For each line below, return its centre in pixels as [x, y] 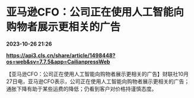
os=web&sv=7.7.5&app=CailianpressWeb [58, 61]
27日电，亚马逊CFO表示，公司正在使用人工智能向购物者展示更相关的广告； [98, 81]
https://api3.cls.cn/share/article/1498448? [61, 55]
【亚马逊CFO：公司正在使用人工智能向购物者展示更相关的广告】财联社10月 [97, 74]
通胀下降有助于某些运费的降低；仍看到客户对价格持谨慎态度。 [82, 88]
